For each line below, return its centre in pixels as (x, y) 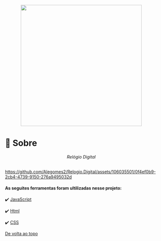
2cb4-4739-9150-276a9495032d (38, 177)
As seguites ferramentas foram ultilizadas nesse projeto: (63, 188)
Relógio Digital (81, 157)
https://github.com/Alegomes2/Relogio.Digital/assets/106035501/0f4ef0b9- (80, 172)
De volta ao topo (22, 233)
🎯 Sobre (21, 143)
